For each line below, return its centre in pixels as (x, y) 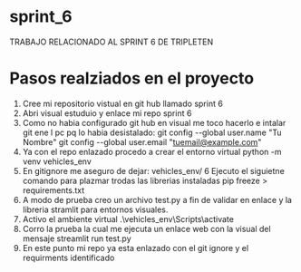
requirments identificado (68, 257)
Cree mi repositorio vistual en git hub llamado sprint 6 (123, 103)
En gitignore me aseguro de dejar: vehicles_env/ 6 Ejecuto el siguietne (154, 170)
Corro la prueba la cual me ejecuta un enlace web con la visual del (146, 228)
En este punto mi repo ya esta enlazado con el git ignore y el (136, 248)
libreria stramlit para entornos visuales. (95, 209)
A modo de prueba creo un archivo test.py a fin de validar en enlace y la (157, 199)
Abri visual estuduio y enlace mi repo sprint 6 (107, 113)
